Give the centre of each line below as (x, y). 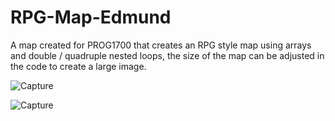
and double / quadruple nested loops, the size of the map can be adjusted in (167, 55)
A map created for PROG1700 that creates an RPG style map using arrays (161, 45)
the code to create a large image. (78, 66)
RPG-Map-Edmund (91, 17)
